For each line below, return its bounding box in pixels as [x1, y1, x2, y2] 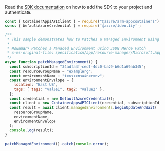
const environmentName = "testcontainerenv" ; [9, 73, 105, 78]
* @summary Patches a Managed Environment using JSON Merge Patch [7, 46, 146, 51]
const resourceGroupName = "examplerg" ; [9, 69, 93, 74]
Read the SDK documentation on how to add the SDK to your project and [5, 4, 152, 10]
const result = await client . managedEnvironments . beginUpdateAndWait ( [9, 105, 157, 110]
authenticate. [5, 9, 32, 15]
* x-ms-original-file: [7, 50, 54, 55]
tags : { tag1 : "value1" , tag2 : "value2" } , [14, 87, 105, 92]
